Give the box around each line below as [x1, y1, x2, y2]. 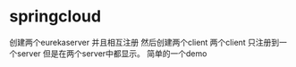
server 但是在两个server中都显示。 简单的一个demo [16, 47, 207, 59]
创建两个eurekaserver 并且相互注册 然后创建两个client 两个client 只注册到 [9, 37, 280, 47]
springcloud [9, 6, 101, 27]
